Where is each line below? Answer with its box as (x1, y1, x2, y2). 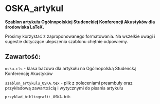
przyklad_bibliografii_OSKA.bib (5, 94, 71, 99)
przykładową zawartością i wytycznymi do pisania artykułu (5, 85, 123, 91)
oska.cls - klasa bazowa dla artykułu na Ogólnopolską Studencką (5, 65, 137, 71)
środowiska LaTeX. (5, 24, 45, 30)
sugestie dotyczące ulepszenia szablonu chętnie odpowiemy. (5, 38, 128, 44)
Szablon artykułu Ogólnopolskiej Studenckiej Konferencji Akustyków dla (5, 19, 155, 25)
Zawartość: (5, 53, 41, 61)
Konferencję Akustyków (5, 71, 53, 76)
